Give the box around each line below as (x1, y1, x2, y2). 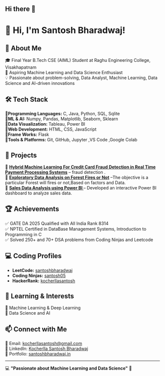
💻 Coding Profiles (5, 252, 62, 260)
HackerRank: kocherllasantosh (12, 278, 75, 284)
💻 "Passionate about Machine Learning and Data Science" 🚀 (5, 365, 132, 371)
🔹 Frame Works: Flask (5, 132, 49, 137)
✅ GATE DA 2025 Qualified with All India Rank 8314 (5, 220, 109, 226)
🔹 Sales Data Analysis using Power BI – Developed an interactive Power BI (5, 185, 157, 191)
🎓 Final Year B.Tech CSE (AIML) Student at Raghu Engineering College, (5, 57, 151, 63)
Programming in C (5, 231, 42, 237)
